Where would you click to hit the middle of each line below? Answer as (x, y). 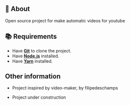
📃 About (18, 9)
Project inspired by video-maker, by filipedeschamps (65, 88)
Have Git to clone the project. (42, 51)
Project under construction (39, 97)
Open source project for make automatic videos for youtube (65, 20)
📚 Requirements (31, 37)
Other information (33, 77)
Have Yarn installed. (32, 61)
